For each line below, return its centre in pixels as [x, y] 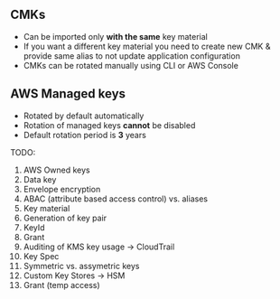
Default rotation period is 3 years [85, 135]
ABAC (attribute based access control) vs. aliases [116, 199]
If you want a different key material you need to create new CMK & [147, 46]
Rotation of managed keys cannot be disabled [109, 125]
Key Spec [41, 256]
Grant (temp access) [61, 285]
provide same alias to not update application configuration [131, 56]
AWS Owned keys [56, 170]
